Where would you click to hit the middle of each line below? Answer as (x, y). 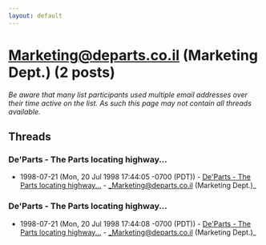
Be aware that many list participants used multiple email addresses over (128, 94)
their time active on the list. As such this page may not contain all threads (130, 103)
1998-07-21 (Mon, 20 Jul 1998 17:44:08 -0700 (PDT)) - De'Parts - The (135, 223)
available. (25, 111)
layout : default (35, 16)
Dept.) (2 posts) (62, 72)
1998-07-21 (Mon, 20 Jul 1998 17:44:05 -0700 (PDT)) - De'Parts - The (135, 177)
